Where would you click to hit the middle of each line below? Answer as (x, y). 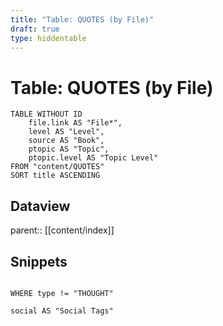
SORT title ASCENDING (55, 176)
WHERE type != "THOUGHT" (62, 293)
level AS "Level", (66, 132)
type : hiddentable (48, 38)
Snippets (39, 261)
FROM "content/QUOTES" (57, 167)
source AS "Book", (66, 141)
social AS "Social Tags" (62, 311)
